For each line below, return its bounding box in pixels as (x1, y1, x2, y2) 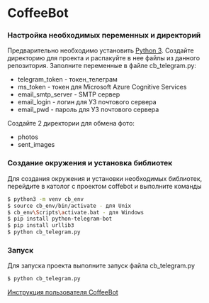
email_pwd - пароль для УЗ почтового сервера (17, 105, 159, 114)
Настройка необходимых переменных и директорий (7, 31, 201, 40)
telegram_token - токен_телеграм (17, 75, 118, 84)
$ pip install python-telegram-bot (7, 215, 113, 223)
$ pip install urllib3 (7, 222, 74, 229)
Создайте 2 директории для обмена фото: (7, 119, 135, 128)
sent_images (17, 141, 55, 149)
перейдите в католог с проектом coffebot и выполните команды (7, 182, 202, 190)
